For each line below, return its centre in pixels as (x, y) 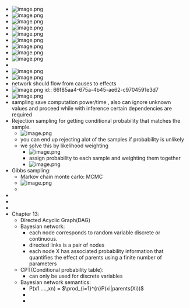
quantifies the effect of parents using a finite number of (95, 257)
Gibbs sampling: (31, 170)
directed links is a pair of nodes (67, 245)
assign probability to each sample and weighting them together (105, 158)
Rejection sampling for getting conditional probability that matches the (96, 121)
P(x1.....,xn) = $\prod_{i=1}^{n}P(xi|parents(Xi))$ (87, 288)
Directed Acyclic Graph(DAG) (55, 220)
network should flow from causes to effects (64, 84)
